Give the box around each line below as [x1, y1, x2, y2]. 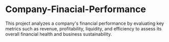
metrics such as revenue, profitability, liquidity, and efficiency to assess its [5, 25, 162, 31]
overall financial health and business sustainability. [5, 31, 112, 37]
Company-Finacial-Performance [5, 4, 147, 15]
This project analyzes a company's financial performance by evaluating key [5, 20, 164, 26]
